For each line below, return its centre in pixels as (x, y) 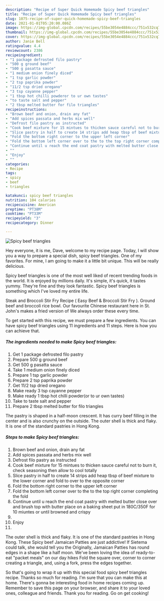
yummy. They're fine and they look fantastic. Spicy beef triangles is (73, 286)
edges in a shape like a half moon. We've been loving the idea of (70, 552)
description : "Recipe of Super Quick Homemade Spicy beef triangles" (78, 10)
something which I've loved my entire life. (47, 291)
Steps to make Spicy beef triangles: (42, 437)
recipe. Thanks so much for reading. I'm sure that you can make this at (76, 578)
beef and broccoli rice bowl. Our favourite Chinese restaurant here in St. (78, 305)
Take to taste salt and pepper (42, 401)
